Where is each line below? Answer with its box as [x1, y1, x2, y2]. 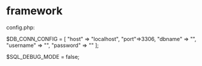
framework [6, 4, 63, 18]
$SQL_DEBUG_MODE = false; [6, 53, 80, 60]
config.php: [6, 24, 35, 31]
